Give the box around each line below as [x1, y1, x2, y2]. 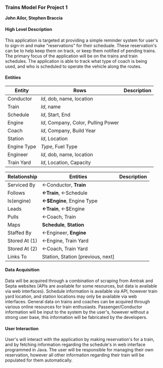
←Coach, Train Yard [42, 245, 88, 252]
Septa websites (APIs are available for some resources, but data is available [5, 283, 158, 289]
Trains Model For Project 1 [5, 4, 68, 11]
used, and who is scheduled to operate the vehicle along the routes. [5, 63, 142, 69]
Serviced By [7, 181, 36, 188]
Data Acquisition [5, 267, 40, 273]
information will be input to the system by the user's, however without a [5, 309, 149, 315]
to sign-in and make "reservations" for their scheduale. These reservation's [5, 42, 157, 48]
